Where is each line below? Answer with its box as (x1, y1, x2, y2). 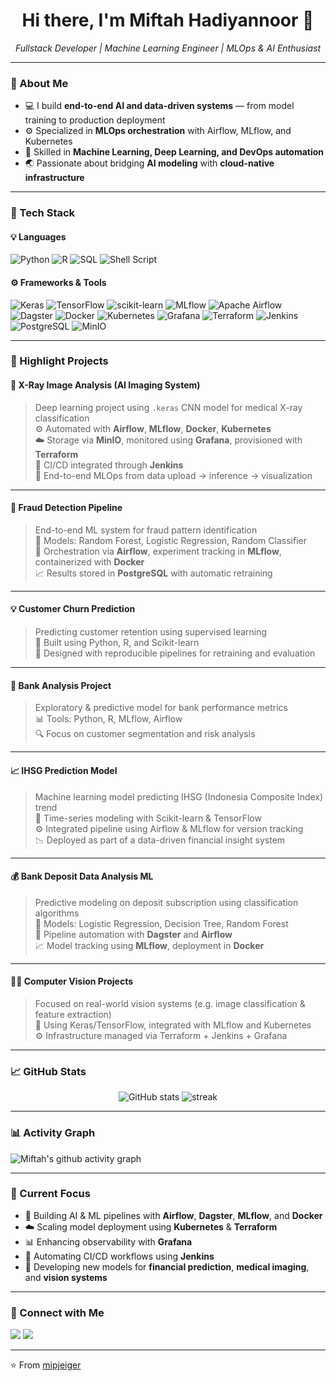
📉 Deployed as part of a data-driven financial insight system (34, 834, 286, 846)
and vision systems (24, 1271, 108, 1283)
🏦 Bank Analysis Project (10, 679, 112, 691)
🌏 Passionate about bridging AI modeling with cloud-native (24, 157, 275, 169)
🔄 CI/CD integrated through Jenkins (34, 459, 184, 471)
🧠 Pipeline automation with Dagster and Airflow (34, 928, 233, 940)
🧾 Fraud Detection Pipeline (10, 502, 123, 514)
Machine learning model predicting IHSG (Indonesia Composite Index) (34, 790, 324, 803)
